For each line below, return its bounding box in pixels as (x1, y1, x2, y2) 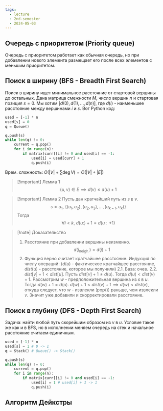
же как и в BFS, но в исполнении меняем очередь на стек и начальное (5, 325, 154, 330)
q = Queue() (5, 124, 29, 129)
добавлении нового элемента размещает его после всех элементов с (5, 57, 152, 63)
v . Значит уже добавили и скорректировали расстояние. (24, 292, 143, 298)
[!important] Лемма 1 (17, 179, 60, 185)
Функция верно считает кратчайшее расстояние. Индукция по (24, 256, 156, 262)
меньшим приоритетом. (5, 62, 55, 69)
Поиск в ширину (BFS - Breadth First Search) (5, 77, 146, 85)
